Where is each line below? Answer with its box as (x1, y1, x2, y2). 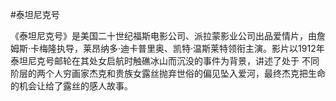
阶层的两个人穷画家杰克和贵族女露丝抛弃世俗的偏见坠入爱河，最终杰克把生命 (10, 68, 326, 79)
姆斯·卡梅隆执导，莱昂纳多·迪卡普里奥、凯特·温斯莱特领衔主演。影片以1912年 (10, 43, 325, 54)
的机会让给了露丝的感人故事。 (10, 80, 133, 92)
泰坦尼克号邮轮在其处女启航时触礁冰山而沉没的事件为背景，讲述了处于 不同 (10, 55, 320, 67)
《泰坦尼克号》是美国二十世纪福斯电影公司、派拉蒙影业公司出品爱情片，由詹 (10, 30, 326, 42)
